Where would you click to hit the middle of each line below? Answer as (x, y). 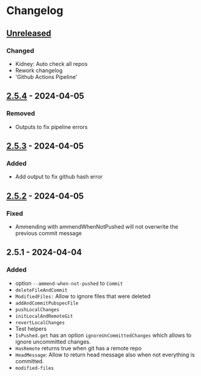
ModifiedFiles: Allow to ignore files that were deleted (83, 296)
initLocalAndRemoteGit (44, 316)
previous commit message (49, 233)
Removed (21, 114)
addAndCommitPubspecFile (47, 303)
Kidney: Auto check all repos (51, 64)
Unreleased (29, 33)
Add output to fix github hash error (59, 177)
